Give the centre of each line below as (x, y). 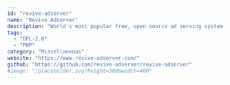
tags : (15, 33)
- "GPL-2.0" (31, 39)
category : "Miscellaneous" (46, 52)
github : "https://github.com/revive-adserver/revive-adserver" (100, 64)
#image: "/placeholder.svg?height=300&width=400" (80, 71)
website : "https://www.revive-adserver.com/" (73, 58)
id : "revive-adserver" (40, 13)
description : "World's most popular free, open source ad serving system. (117, 26)
